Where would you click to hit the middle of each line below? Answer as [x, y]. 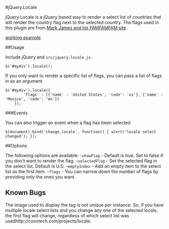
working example [23, 38]
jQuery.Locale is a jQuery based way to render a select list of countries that [83, 17]
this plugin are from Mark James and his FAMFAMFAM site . [66, 28]
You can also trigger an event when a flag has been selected [68, 123]
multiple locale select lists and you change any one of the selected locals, [81, 210]
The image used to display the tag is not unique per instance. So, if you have [84, 205]
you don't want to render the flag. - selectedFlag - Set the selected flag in [81, 161]
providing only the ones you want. [40, 177]
